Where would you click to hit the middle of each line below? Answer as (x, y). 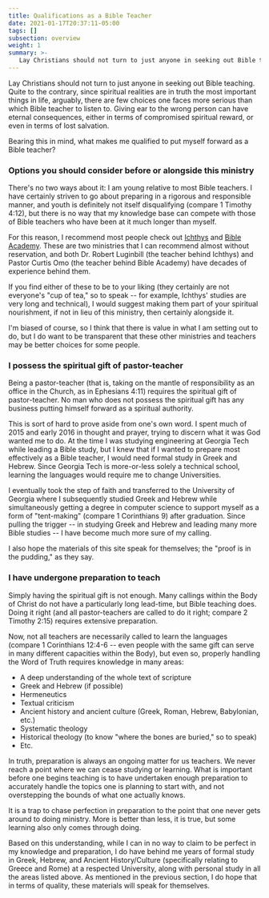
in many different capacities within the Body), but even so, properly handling (134, 653)
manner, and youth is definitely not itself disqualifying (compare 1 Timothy (130, 205)
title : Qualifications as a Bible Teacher (80, 16)
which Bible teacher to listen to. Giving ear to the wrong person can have (128, 108)
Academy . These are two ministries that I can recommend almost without (129, 246)
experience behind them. (50, 271)
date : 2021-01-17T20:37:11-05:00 (64, 23)
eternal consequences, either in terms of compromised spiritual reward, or (131, 117)
